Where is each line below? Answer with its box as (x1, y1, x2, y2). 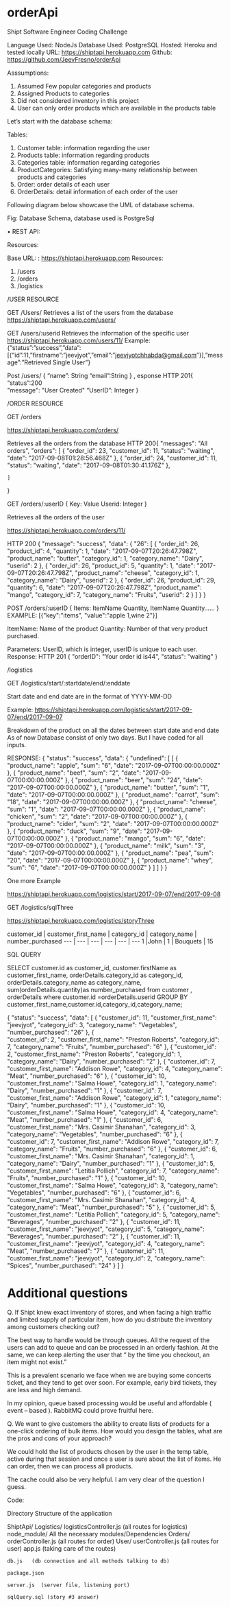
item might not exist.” (7, 1357, 67, 1366)
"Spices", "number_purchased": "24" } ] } (7, 1261, 125, 1269)
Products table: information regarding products (16, 151, 150, 159)
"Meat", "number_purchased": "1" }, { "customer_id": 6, (7, 1115, 163, 1123)
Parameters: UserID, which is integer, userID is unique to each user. (7, 645, 197, 653)
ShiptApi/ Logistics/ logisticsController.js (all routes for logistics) (7, 1522, 188, 1531)
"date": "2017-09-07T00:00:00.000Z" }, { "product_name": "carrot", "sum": (7, 790, 220, 799)
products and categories (16, 173, 87, 181)
